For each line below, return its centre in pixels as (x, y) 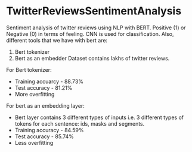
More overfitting (35, 94)
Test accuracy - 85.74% (44, 136)
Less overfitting (34, 142)
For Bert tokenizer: (29, 69)
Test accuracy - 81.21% (44, 87)
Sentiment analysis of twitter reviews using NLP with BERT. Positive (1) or (96, 28)
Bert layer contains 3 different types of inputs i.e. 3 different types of (99, 117)
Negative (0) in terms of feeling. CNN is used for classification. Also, (90, 34)
